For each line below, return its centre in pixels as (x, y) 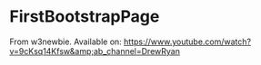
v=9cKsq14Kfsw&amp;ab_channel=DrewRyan (95, 51)
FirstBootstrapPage (85, 17)
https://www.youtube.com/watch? (188, 42)
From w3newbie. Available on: (66, 42)
